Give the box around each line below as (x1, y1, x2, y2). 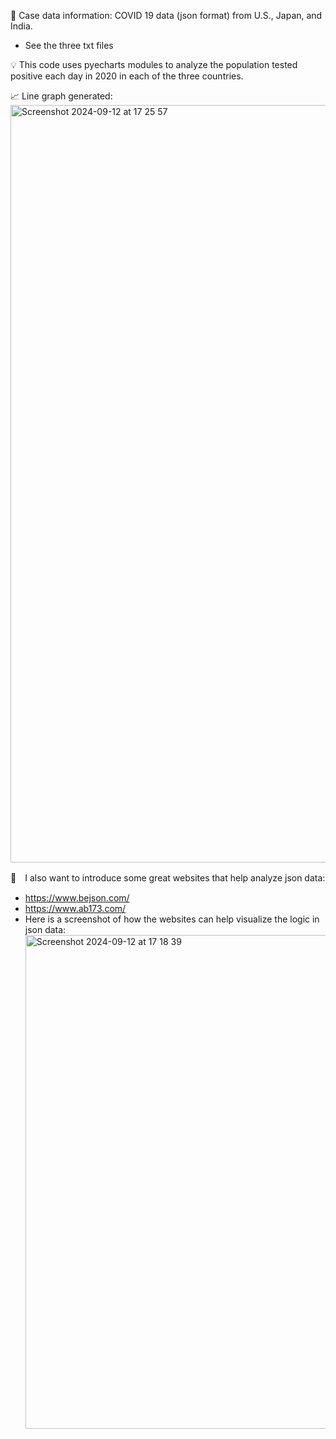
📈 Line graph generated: (10, 90, 113, 102)
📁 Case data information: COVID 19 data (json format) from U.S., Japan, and (10, 10, 323, 21)
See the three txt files (24, 40, 114, 51)
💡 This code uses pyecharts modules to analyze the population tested (10, 59, 298, 70)
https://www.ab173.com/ (24, 903, 127, 914)
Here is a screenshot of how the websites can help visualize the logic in (24, 913, 320, 925)
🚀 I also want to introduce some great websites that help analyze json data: (10, 872, 326, 884)
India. (10, 20, 33, 32)
